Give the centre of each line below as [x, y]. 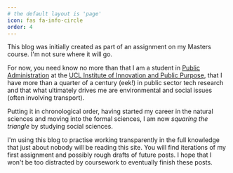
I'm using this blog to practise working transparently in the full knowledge [113, 140]
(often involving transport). [46, 98]
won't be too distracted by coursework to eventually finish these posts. [110, 162]
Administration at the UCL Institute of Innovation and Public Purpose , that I [115, 75]
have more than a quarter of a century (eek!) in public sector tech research [115, 83]
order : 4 [20, 27]
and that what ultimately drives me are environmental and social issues [110, 90]
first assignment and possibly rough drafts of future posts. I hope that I [109, 155]
